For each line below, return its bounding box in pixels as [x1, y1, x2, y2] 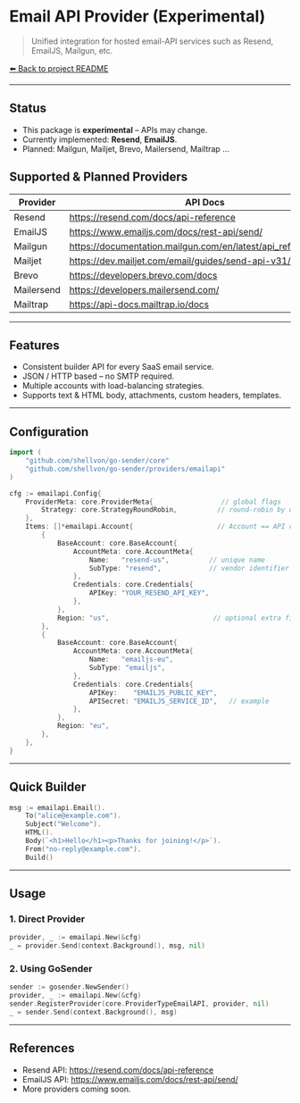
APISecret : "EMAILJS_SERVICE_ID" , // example [88, 697, 270, 706]
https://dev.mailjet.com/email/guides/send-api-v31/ [69, 255, 291, 267]
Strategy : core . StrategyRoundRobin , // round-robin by [41, 506, 286, 514]
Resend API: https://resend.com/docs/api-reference [21, 1065, 214, 1075]
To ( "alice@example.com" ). [25, 811, 122, 821]
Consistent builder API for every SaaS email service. [21, 362, 214, 372]
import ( [9, 448, 42, 457]
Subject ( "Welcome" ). [25, 820, 102, 829]
